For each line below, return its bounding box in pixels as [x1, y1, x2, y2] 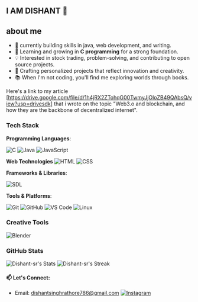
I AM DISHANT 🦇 [6, 6, 68, 16]
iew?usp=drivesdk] [6, 100, 53, 107]
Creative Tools [6, 219, 49, 227]
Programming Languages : [6, 134, 72, 142]
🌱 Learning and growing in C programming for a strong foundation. [14, 48, 178, 55]
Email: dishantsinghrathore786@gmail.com [14, 290, 119, 297]
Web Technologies [6, 158, 53, 165]
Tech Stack [6, 121, 40, 130]
